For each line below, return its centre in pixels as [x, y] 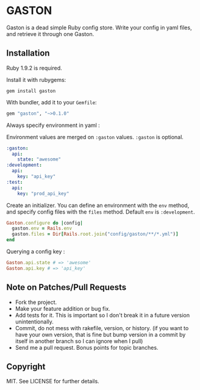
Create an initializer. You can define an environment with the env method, [98, 205]
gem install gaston [31, 91]
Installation [28, 53]
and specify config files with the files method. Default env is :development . [101, 212]
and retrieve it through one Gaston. [50, 34]
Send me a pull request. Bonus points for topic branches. [87, 347]
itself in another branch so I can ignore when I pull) [79, 341]
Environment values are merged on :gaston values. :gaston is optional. [95, 137]
